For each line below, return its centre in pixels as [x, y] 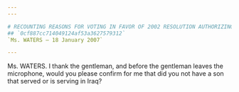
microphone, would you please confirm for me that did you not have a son [116, 74]
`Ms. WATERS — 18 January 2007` [55, 40]
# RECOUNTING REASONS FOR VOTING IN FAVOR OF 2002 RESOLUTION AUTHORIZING [121, 27]
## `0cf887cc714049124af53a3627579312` [67, 33]
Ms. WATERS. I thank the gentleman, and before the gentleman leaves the [116, 66]
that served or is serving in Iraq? [55, 81]
